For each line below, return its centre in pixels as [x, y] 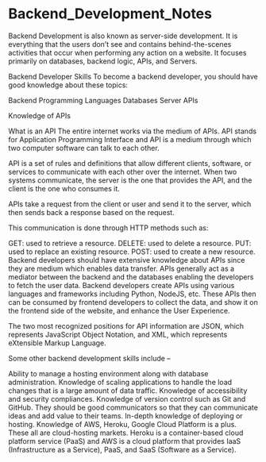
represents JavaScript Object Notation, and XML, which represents [118, 334]
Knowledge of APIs [40, 115]
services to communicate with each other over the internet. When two [123, 171]
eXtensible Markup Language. [58, 343]
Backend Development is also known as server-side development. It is [123, 36]
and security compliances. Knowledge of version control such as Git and [127, 398]
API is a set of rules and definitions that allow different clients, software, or [130, 163]
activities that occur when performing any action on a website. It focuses [127, 52]
